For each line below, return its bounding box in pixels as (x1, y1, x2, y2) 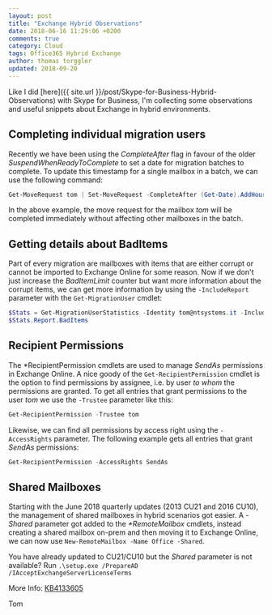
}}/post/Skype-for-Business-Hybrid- (96, 87, 217, 96)
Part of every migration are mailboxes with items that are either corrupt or (8, 258, 254, 268)
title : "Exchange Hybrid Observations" (8, 19, 143, 28)
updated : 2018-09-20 (8, 65, 79, 73)
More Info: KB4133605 (8, 583, 83, 593)
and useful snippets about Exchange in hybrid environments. (8, 104, 211, 113)
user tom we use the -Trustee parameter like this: (8, 395, 174, 404)
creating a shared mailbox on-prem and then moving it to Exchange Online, (8, 527, 259, 537)
